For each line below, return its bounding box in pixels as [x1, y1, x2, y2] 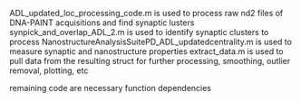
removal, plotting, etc [9, 65, 89, 76]
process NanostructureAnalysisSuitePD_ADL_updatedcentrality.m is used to [9, 36, 293, 47]
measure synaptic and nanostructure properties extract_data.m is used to [9, 46, 284, 57]
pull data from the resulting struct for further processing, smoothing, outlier [9, 56, 291, 66]
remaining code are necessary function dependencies [9, 83, 211, 93]
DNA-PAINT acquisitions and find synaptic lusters [9, 17, 195, 28]
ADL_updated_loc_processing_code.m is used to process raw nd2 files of [9, 8, 284, 18]
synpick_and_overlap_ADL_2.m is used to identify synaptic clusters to [9, 27, 269, 37]
